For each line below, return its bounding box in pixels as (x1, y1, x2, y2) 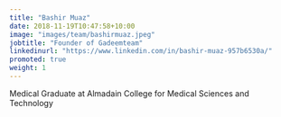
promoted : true (9, 55, 67, 64)
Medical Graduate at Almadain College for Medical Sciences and (9, 87, 250, 99)
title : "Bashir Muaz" (9, 13, 91, 22)
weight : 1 (9, 64, 47, 73)
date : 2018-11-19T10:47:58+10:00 (9, 22, 136, 31)
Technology (9, 97, 54, 108)
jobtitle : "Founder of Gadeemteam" (9, 38, 144, 48)
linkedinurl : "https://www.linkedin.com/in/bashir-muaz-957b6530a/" (9, 47, 273, 56)
